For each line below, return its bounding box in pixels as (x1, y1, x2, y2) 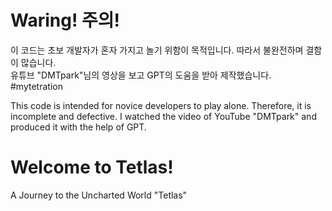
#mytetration (10, 80, 63, 92)
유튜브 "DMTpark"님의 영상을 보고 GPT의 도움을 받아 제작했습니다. (10, 69, 272, 81)
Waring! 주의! (10, 9, 121, 32)
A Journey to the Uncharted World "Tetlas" (10, 189, 188, 201)
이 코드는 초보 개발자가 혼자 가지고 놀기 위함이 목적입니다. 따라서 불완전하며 (10, 44, 304, 56)
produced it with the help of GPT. (10, 121, 147, 133)
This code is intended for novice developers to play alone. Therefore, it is (10, 99, 312, 111)
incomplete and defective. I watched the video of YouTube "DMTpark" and (10, 110, 317, 122)
